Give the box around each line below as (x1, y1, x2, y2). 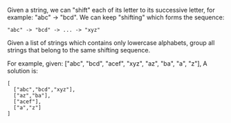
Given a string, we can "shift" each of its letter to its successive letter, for (7, 6, 216, 14)
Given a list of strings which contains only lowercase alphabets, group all (7, 39, 215, 47)
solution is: (7, 67, 38, 75)
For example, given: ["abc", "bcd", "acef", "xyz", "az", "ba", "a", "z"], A (7, 59, 207, 68)
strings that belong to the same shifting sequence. (7, 46, 151, 54)
